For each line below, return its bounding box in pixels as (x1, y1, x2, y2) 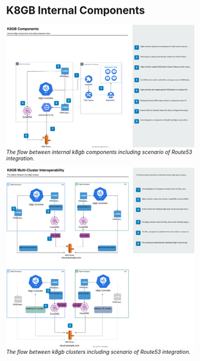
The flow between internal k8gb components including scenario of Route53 (6, 148, 192, 156)
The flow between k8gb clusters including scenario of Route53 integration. (6, 348, 191, 355)
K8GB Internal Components (6, 4, 145, 17)
